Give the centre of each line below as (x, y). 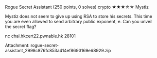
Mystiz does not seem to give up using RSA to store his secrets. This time (78, 16)
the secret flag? (21, 27)
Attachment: (17, 45)
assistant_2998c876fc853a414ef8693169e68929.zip (58, 51)
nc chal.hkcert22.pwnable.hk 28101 (41, 36)
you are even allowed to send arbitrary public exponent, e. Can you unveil (79, 22)
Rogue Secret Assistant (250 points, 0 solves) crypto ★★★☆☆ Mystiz (77, 7)
